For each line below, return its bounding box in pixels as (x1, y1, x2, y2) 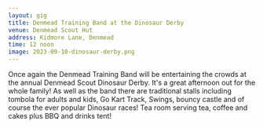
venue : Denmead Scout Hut (8, 26, 93, 34)
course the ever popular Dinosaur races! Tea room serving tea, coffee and (8, 103, 248, 112)
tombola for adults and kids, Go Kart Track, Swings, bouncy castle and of (8, 95, 245, 104)
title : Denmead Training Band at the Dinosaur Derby (8, 19, 184, 27)
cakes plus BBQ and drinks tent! (8, 112, 112, 120)
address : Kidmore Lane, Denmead (8, 33, 114, 42)
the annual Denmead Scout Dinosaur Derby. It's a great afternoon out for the (8, 78, 256, 87)
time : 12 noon (8, 41, 55, 49)
